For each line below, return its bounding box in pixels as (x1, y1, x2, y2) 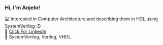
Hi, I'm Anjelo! (5, 4, 41, 11)
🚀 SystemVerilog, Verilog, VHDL (5, 34, 72, 40)
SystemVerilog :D (5, 23, 41, 29)
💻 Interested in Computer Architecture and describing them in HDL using (5, 16, 158, 22)
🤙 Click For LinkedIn (5, 28, 47, 34)
